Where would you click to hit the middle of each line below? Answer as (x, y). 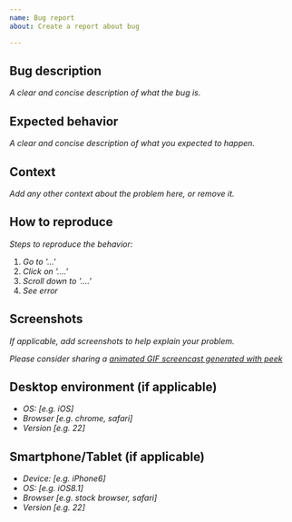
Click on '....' (45, 271)
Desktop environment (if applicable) (113, 387)
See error (40, 291)
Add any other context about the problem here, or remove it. (122, 193)
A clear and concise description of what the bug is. (105, 93)
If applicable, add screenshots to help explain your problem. (122, 340)
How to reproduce (61, 222)
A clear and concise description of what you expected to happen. (132, 143)
